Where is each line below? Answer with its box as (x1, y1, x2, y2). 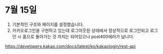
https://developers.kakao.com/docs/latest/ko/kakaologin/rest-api (5, 43, 136, 49)
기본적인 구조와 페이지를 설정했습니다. (12, 21, 84, 27)
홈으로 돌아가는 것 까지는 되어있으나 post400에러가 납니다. (22, 34, 134, 39)
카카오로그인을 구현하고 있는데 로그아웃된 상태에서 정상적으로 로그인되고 (12, 27, 149, 33)
